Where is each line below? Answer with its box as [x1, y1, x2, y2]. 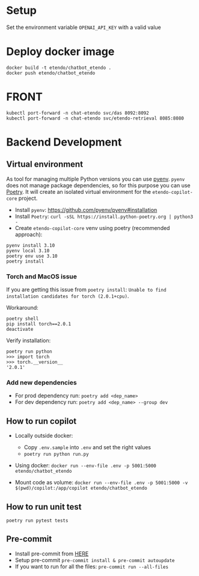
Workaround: [6, 304, 39, 312]
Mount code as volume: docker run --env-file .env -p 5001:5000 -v [14, 479, 188, 486]
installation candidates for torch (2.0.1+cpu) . [6, 292, 129, 299]
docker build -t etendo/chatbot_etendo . [6, 65, 112, 71]
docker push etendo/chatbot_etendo [6, 70, 96, 76]
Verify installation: [6, 337, 51, 344]
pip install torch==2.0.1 [6, 321, 71, 327]
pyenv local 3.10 [6, 248, 50, 254]
